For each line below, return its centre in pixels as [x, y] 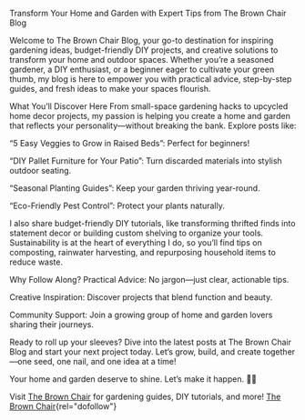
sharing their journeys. [51, 325]
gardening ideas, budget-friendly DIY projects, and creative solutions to [144, 50]
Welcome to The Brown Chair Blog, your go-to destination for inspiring [142, 40]
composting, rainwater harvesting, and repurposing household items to [142, 252]
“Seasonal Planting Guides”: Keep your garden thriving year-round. [135, 188]
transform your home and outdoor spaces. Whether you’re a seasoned [142, 60]
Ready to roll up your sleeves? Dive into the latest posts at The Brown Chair [150, 342]
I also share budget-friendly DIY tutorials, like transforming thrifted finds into [152, 223]
